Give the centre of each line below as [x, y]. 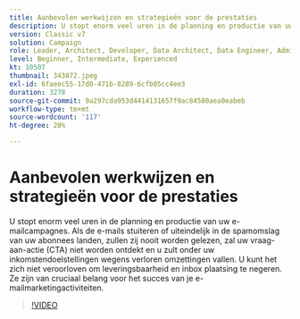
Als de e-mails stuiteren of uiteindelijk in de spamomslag [176, 231]
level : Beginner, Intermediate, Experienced [93, 59]
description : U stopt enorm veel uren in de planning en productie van [145, 26]
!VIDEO [44, 305]
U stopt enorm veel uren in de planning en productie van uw [120, 221]
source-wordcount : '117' [55, 117]
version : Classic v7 [48, 34]
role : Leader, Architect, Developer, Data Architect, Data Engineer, [142, 51]
